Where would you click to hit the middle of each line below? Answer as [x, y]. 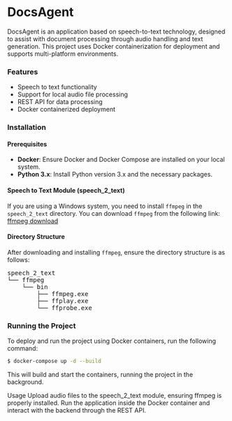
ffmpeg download [33, 221]
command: [23, 348]
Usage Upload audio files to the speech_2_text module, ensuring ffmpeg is [115, 395]
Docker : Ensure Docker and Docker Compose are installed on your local [121, 160]
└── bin [35, 287]
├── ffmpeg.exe [63, 294]
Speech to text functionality [57, 87]
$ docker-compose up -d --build [54, 361]
